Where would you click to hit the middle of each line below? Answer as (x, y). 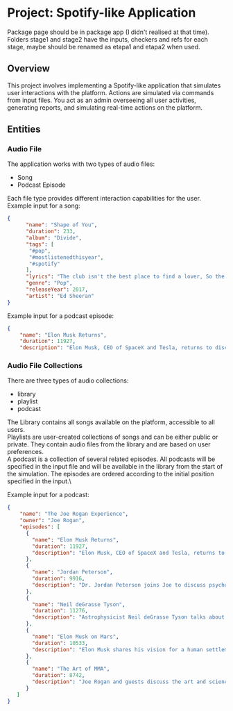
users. (16, 430)
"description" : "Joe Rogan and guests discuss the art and (119, 682)
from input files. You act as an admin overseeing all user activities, (102, 100)
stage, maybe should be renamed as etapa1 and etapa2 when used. (104, 47)
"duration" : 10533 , (60, 643)
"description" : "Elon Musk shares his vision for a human (118, 650)
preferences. (25, 452)
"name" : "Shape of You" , (61, 225)
